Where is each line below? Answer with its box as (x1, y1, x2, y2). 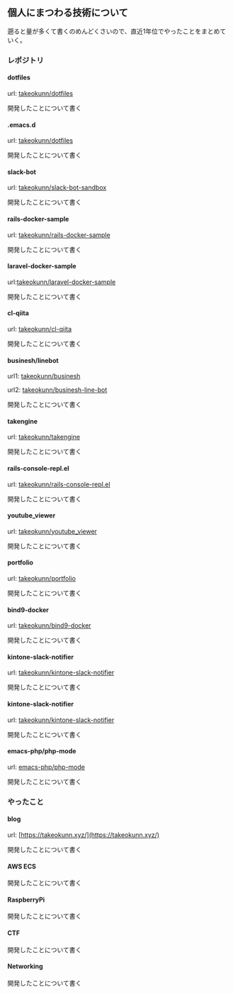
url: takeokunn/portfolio (7, 574, 76, 582)
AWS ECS (7, 862, 37, 870)
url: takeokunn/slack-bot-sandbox (7, 183, 107, 192)
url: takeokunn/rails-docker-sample (7, 230, 111, 239)
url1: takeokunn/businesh (7, 372, 81, 381)
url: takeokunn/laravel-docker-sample (7, 278, 116, 286)
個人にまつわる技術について (7, 6, 129, 19)
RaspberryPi (7, 895, 45, 904)
